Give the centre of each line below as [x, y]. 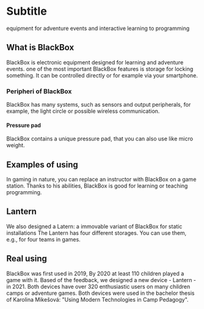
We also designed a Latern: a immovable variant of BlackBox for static [94, 226]
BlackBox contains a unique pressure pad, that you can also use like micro [100, 139]
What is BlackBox [40, 48]
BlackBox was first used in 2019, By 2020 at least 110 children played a [95, 273]
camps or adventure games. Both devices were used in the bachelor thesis [100, 293]
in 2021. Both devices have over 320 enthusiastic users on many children [98, 286]
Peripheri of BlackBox [39, 91]
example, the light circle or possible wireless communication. [83, 111]
